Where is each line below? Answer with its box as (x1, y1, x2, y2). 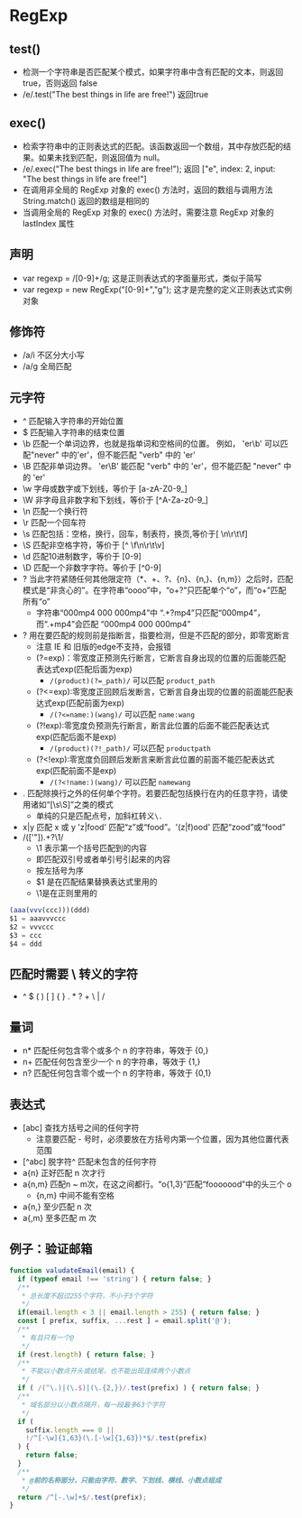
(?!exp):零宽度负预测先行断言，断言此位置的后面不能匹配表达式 (35, 720, 270, 731)
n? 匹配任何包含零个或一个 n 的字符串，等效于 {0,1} (22, 1068, 212, 1078)
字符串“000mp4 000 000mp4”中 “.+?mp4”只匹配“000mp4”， (35, 607, 266, 618)
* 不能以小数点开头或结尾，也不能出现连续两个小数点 (21, 1366, 191, 1376)
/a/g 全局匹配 (22, 361, 72, 372)
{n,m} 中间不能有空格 (35, 1190, 115, 1201)
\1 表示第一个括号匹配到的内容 (35, 843, 147, 854)
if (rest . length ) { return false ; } (17, 1350, 155, 1359)
